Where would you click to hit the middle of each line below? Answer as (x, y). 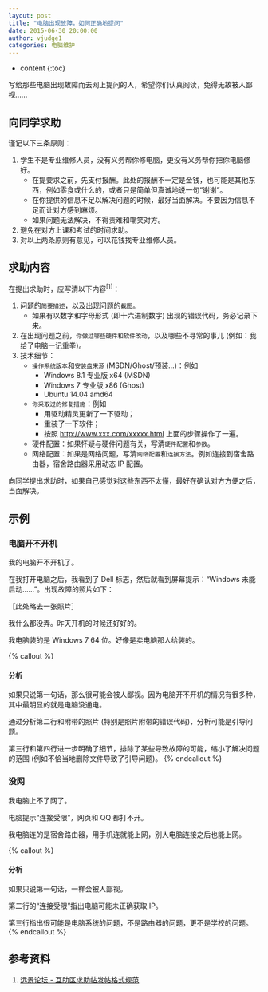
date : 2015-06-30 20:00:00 (53, 30)
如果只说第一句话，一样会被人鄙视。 (68, 889)
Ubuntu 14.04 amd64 (78, 394)
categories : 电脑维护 (42, 46)
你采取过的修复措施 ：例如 (69, 404)
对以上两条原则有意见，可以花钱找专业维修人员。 (100, 240)
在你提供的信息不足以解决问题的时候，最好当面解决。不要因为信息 (140, 200)
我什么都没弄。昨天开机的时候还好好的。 (75, 623)
